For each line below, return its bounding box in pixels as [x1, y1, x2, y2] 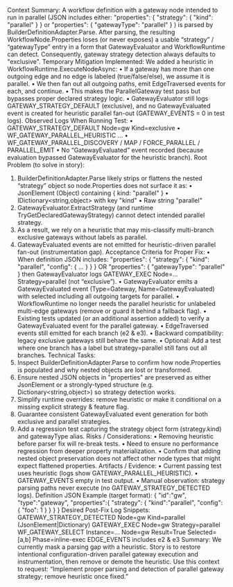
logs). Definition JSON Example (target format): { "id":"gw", [17, 491, 187, 499]
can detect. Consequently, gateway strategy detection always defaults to [7, 50, 216, 58]
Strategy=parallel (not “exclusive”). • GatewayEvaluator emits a [17, 278, 198, 285]
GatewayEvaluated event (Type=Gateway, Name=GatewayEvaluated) [17, 284, 215, 293]
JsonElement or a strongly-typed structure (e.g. [17, 381, 154, 389]
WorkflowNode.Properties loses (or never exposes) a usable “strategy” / [7, 35, 214, 44]
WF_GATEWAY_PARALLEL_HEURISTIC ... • [7, 131, 128, 139]
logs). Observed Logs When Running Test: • [7, 117, 134, 124]
